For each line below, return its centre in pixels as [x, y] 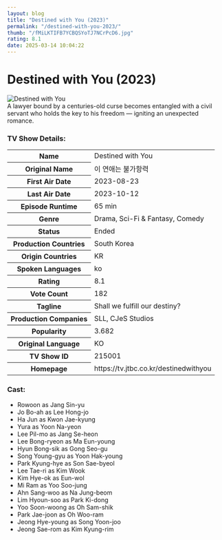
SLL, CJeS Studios [124, 319]
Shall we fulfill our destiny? [137, 306]
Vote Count [49, 294]
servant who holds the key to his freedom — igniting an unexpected [103, 113]
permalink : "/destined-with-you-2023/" [64, 26]
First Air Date [49, 182]
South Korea [114, 244]
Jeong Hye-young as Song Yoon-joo [69, 521]
